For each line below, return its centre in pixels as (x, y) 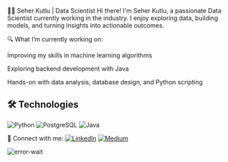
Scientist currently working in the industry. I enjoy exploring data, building (113, 18)
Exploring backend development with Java (68, 69)
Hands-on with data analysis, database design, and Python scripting (105, 82)
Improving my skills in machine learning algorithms (80, 55)
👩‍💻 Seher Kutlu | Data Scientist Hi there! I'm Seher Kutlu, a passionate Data (114, 11)
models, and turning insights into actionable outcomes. (86, 25)
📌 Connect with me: (35, 138)
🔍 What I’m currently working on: (55, 39)
